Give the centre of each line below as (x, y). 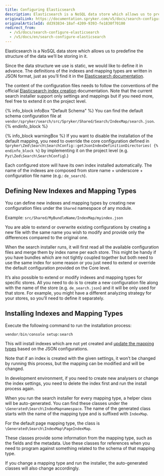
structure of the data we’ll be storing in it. (46, 56)
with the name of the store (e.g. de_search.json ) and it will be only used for (81, 288)
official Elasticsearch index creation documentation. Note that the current (79, 91)
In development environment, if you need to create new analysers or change (82, 378)
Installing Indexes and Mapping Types (64, 313)
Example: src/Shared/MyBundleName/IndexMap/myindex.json (64, 217)
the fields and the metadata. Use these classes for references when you (78, 443)
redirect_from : (20, 28)
